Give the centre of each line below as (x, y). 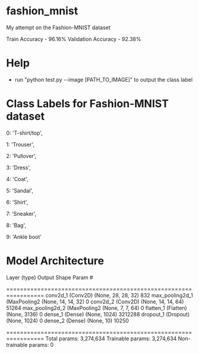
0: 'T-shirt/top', (24, 133)
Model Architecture (55, 261)
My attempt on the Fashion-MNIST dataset (59, 27)
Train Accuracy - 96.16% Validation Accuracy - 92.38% (74, 39)
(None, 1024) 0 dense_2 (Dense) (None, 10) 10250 (68, 321)
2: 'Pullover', (21, 156)
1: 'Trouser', (20, 144)
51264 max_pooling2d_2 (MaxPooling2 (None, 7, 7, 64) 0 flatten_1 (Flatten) (97, 308)
